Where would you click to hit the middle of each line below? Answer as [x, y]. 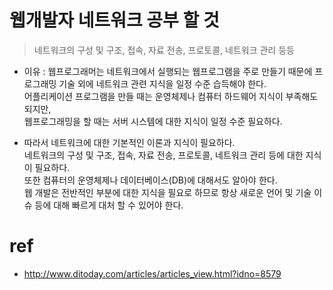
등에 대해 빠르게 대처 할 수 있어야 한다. [109, 205]
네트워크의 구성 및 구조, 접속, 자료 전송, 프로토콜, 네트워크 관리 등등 [164, 50]
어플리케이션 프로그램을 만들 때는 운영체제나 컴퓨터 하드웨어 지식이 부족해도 [171, 96]
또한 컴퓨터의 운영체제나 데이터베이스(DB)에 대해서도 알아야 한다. [150, 180]
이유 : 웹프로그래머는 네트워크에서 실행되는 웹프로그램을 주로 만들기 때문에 [168, 71]
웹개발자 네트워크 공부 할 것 [114, 20]
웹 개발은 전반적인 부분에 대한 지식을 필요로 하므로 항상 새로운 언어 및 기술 [167, 192]
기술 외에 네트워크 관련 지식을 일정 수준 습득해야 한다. [162, 83]
